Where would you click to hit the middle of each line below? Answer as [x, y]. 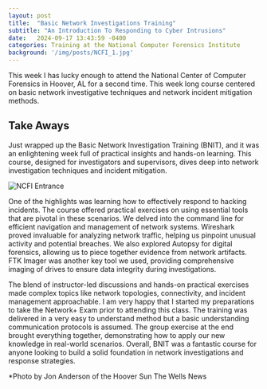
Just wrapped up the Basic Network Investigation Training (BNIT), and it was [134, 145]
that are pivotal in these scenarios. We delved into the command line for [126, 218]
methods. [24, 101]
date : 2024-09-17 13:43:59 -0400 [67, 38]
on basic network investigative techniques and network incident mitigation [130, 92]
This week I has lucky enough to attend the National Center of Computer [127, 75]
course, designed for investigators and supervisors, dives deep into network [133, 162]
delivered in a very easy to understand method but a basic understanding [129, 318]
